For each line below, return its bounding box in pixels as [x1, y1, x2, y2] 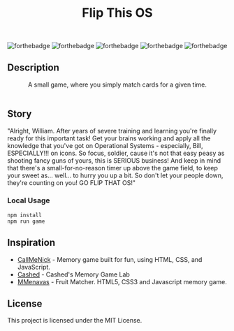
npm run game [7, 218, 45, 225]
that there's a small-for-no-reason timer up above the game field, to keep [7, 163, 219, 172]
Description [7, 61, 59, 74]
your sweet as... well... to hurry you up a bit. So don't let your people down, [7, 171, 224, 179]
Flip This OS [82, 5, 153, 21]
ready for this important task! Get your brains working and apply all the [7, 134, 211, 142]
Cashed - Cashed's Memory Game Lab [17, 270, 131, 279]
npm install [7, 212, 42, 219]
